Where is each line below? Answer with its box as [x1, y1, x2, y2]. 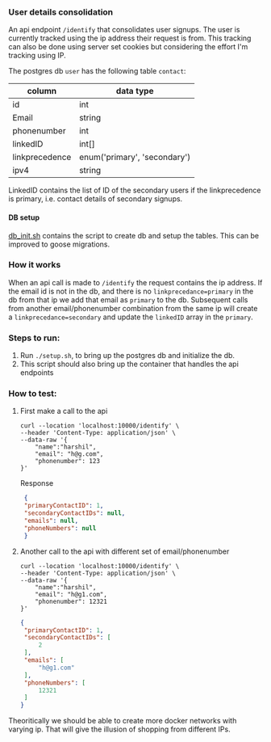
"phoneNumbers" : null [23, 524, 97, 532]
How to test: [8, 388, 57, 399]
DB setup [8, 213, 40, 222]
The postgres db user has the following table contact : [8, 66, 186, 76]
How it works [8, 259, 61, 271]
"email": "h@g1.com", [35, 590, 107, 598]
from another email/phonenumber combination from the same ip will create [8, 303, 258, 313]
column [27, 86, 57, 97]
